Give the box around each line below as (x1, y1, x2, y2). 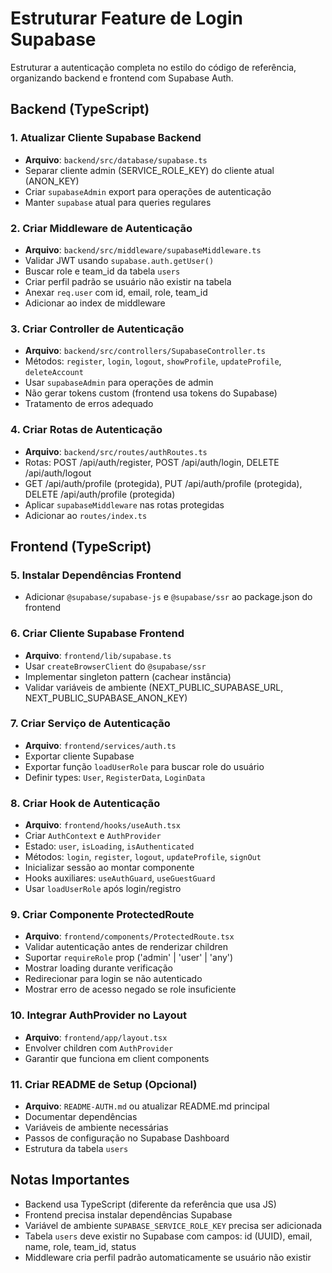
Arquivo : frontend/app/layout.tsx (24, 1031, 168, 1043)
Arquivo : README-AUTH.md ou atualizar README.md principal (24, 1100, 270, 1112)
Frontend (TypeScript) (10, 538, 152, 555)
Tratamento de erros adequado (24, 398, 154, 410)
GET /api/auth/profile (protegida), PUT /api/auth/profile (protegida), (24, 477, 303, 489)
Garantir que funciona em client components (24, 1052, 210, 1064)
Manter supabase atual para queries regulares (24, 196, 212, 208)
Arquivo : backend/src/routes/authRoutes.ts (24, 445, 208, 457)
